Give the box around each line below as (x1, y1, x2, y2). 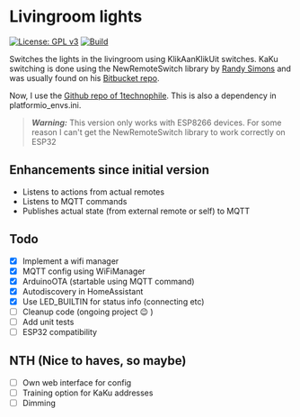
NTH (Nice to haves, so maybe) (9, 353, 187, 368)
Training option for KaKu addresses (22, 387, 154, 398)
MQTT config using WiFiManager (22, 266, 146, 276)
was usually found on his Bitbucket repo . (9, 72, 160, 83)
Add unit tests (22, 316, 75, 327)
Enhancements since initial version (9, 162, 209, 177)
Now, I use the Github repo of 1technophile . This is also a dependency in (9, 90, 277, 101)
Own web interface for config (22, 376, 132, 388)
